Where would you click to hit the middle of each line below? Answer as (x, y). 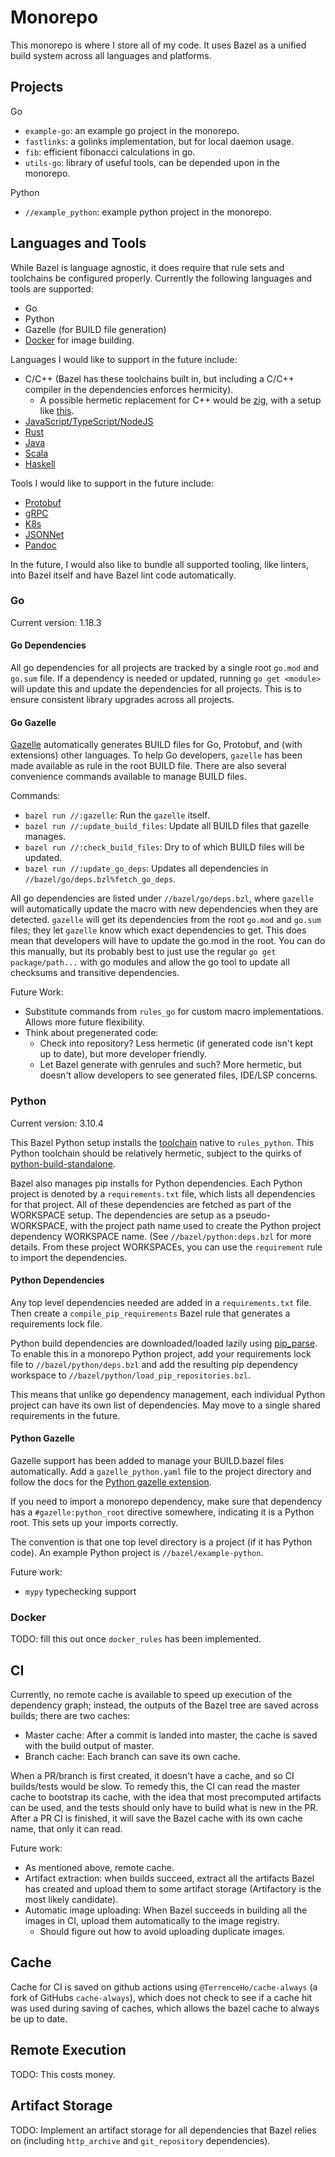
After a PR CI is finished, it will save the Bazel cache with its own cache (156, 1818)
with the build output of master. (89, 1746)
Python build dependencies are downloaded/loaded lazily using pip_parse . (164, 1343)
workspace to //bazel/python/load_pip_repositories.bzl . (131, 1375)
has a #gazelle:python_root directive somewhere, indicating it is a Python (162, 1512)
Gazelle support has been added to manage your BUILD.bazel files (147, 1460)
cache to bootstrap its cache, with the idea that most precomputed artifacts (166, 1797)
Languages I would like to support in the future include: (124, 359)
